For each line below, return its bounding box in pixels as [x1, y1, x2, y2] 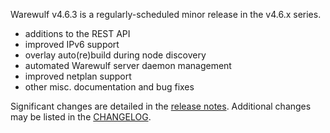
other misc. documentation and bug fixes [24, 81, 195, 93]
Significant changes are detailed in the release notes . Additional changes [10, 100, 312, 112]
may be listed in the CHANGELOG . [10, 111, 152, 123]
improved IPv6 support [24, 39, 120, 50]
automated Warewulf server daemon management [24, 60, 232, 71]
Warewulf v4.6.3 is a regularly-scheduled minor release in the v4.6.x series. [10, 9, 322, 20]
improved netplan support [24, 70, 132, 82]
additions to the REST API [24, 28, 131, 39]
